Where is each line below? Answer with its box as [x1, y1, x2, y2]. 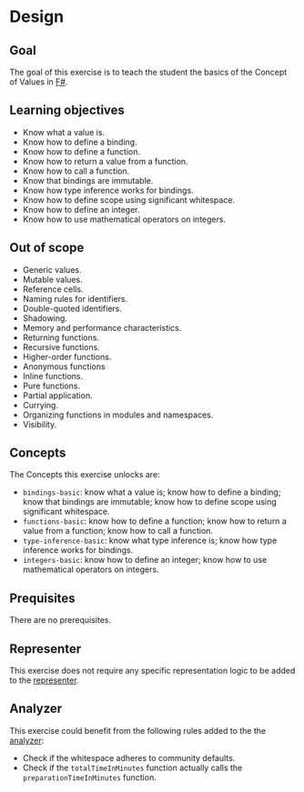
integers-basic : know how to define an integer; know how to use [22, 555, 268, 566]
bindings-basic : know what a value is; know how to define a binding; [22, 486, 281, 497]
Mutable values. [22, 274, 84, 285]
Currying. [22, 399, 59, 410]
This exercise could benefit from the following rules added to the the [9, 725, 267, 736]
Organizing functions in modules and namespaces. [22, 409, 214, 420]
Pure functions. [22, 380, 80, 391]
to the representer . [9, 675, 79, 686]
